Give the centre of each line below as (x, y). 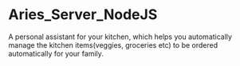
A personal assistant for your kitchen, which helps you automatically (120, 37)
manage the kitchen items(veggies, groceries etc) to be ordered (113, 45)
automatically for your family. (56, 53)
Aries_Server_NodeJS (83, 15)
